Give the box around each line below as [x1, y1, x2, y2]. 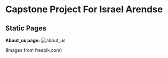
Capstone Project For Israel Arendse [5, 4, 163, 15]
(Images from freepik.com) [5, 47, 62, 53]
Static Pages [5, 24, 47, 33]
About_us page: [5, 37, 40, 43]
